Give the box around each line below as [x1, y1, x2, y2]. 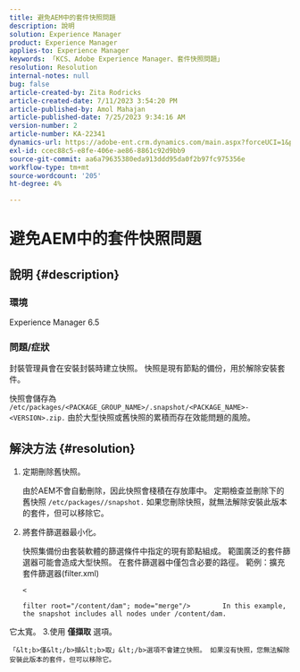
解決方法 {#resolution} [9, 440, 136, 456]
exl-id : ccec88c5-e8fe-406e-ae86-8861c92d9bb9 [9, 146, 186, 155]
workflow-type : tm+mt [9, 163, 90, 172]
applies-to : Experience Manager [9, 47, 129, 55]
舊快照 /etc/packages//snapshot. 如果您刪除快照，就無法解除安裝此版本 [21, 497, 287, 507]
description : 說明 [9, 21, 75, 30]
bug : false [9, 80, 50, 89]
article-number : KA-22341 [9, 130, 105, 139]
